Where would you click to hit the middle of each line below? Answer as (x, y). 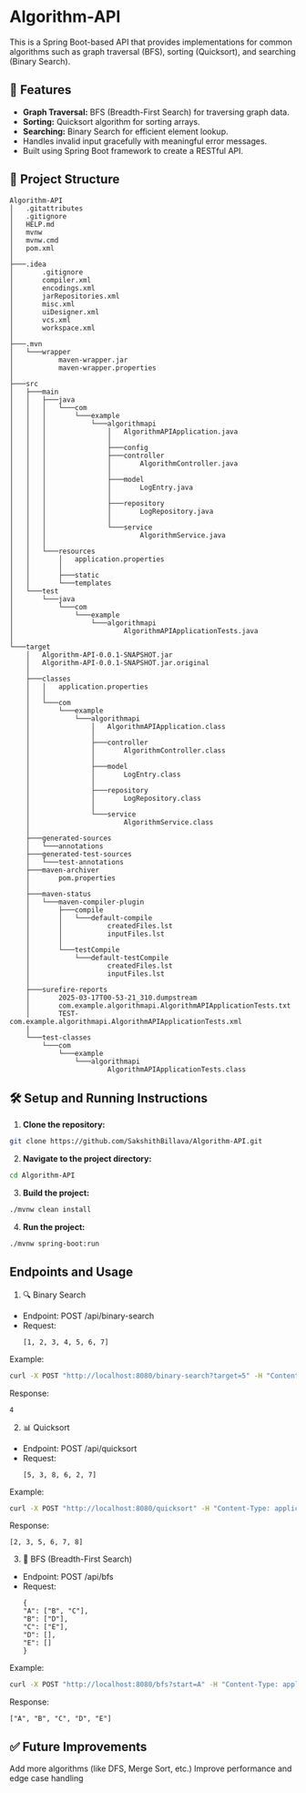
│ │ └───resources (52, 551)
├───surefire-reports (66, 989)
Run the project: (54, 1227)
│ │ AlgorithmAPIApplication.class (126, 726)
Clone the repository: (64, 1125)
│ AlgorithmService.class (120, 822)
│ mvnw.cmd (34, 240)
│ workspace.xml (52, 328)
